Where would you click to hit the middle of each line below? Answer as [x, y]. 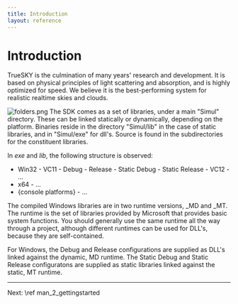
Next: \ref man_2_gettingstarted [54, 293]
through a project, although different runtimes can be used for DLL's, [108, 229]
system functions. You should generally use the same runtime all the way [114, 221]
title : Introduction [38, 14]
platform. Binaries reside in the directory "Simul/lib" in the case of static [112, 127]
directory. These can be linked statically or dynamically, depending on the [115, 119]
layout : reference [34, 21]
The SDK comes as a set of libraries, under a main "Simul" [134, 112]
